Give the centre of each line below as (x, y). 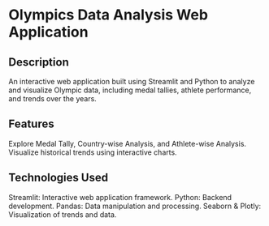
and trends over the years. (53, 98)
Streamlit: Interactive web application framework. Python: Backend (120, 197)
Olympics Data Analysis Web (108, 15)
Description (39, 62)
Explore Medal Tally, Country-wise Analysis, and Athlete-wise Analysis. (127, 143)
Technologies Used (58, 178)
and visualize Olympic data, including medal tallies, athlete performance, (130, 90)
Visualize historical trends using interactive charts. (93, 152)
